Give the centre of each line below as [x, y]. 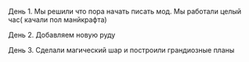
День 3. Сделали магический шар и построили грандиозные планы [121, 50]
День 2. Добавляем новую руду [62, 35]
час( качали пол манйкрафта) [58, 20]
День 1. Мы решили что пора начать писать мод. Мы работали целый [125, 11]
